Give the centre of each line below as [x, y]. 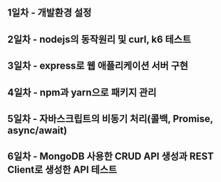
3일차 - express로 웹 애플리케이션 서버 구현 [98, 66]
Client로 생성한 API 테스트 [62, 170]
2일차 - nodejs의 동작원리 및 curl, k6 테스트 [99, 39]
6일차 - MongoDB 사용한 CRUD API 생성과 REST [110, 157]
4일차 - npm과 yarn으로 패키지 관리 [82, 92]
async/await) [37, 130]
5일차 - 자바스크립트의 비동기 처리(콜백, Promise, [110, 119]
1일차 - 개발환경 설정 [50, 13]
